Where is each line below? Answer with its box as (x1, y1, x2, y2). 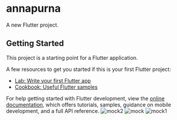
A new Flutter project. (6, 21, 59, 28)
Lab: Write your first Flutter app (14, 77, 91, 84)
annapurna (6, 2, 61, 15)
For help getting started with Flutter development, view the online (6, 95, 165, 102)
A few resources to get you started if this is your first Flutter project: (6, 66, 171, 73)
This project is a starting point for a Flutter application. (6, 54, 138, 61)
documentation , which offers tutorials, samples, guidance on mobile (6, 101, 171, 108)
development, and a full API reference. (6, 107, 100, 114)
